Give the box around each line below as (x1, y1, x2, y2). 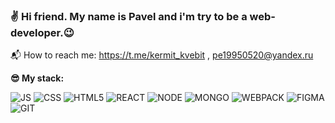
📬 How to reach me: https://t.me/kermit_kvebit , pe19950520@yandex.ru (10, 49, 314, 61)
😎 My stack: (10, 72, 65, 84)
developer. (10, 25, 64, 39)
